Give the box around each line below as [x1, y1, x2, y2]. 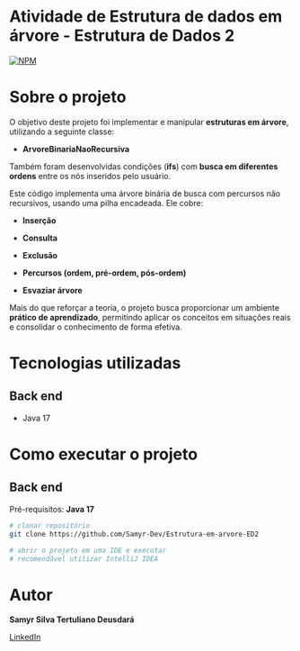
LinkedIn [9, 632, 41, 643]
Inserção [22, 214, 57, 226]
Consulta [22, 232, 58, 243]
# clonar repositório [9, 520, 91, 530]
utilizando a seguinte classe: [9, 126, 115, 137]
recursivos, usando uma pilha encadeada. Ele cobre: [9, 197, 204, 208]
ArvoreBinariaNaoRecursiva [22, 143, 130, 154]
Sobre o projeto [9, 87, 127, 107]
